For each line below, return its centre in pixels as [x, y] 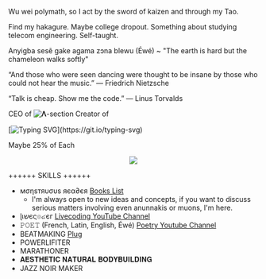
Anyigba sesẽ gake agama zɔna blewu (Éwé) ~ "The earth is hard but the [128, 50]
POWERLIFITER [45, 242]
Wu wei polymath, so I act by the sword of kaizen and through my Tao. [123, 12]
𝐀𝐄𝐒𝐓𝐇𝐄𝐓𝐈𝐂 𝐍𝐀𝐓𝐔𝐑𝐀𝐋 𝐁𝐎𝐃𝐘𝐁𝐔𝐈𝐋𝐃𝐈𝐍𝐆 [86, 259]
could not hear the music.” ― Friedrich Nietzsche [89, 83]
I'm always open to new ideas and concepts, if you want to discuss [141, 199]
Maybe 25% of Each [42, 145]
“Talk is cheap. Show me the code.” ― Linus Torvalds [96, 98]
